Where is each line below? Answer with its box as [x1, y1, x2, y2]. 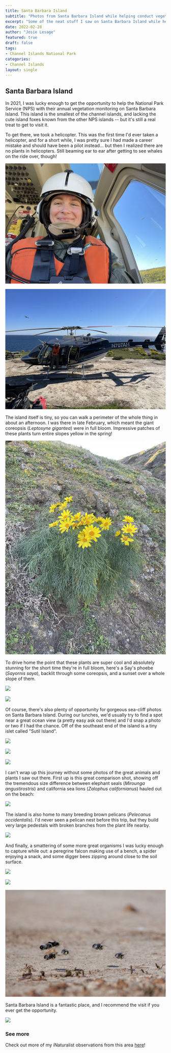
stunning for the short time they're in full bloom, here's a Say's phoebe [5, 665, 154, 671]
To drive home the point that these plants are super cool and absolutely [5, 659, 155, 666]
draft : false [5, 41, 33, 46]
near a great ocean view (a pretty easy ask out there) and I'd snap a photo [5, 717, 161, 723]
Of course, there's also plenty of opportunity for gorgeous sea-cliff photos [5, 707, 162, 713]
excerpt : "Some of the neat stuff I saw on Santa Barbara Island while [5, 19, 160, 24]
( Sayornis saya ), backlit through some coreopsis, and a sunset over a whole [5, 670, 165, 677]
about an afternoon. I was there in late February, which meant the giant [5, 420, 154, 426]
